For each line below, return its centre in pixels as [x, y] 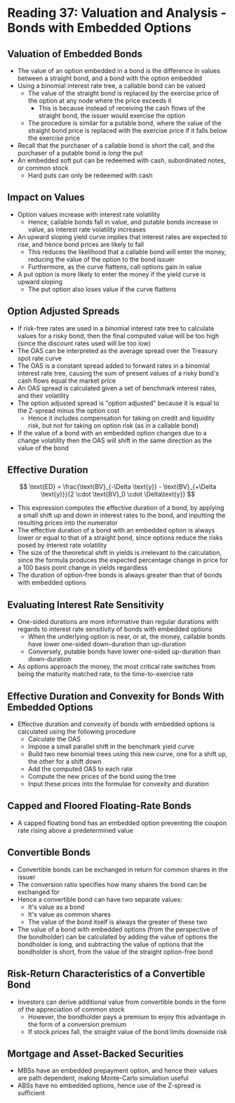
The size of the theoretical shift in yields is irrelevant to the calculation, [120, 553]
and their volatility [43, 395]
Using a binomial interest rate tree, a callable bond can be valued [111, 85]
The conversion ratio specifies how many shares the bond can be [112, 884]
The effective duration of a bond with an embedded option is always [116, 530]
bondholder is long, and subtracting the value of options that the [110, 944]
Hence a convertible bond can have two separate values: [100, 899]
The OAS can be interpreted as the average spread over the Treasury [117, 350]
